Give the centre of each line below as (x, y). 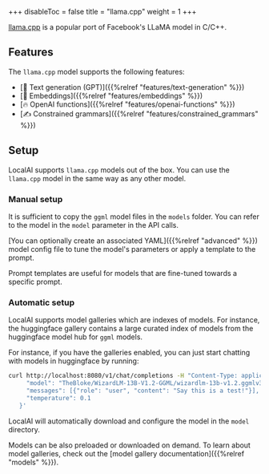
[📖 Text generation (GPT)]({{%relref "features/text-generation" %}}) (132, 87)
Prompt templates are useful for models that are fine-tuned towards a (123, 273)
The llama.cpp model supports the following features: (97, 71)
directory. (24, 429)
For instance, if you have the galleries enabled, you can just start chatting (129, 353)
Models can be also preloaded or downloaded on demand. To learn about (129, 445)
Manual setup (36, 199)
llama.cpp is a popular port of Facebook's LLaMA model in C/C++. (117, 27)
